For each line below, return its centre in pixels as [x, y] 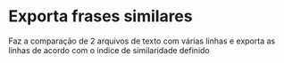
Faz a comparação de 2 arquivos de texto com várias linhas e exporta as [142, 41]
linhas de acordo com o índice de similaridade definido [109, 50]
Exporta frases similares [100, 16]
